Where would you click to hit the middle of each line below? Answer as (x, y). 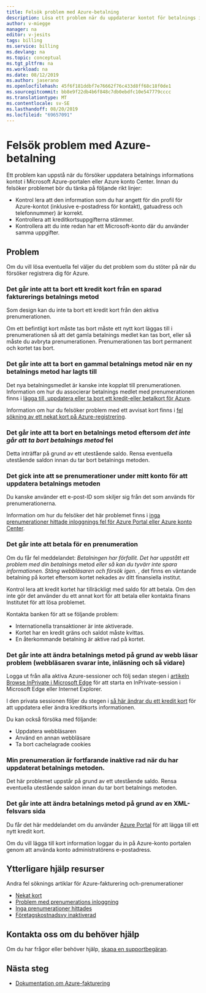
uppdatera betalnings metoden (54, 484)
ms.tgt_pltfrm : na (30, 63)
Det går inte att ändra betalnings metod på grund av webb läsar (102, 655)
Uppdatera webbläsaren (46, 731)
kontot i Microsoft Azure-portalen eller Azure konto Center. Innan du (93, 182)
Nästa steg (28, 968)
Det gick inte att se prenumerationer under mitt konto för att (97, 476)
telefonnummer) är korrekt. (49, 213)
